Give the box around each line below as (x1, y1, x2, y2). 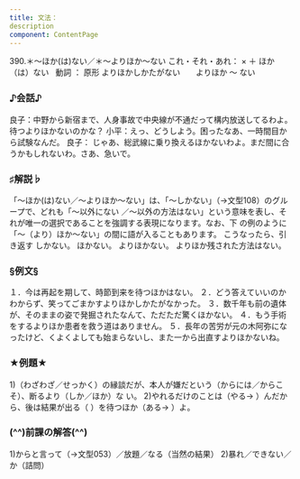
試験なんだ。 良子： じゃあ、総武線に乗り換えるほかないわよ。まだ (16, 136, 267, 147)
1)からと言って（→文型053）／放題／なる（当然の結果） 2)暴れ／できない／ (9, 448, 292, 459)
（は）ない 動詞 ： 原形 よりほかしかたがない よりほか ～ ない (9, 67, 256, 78)
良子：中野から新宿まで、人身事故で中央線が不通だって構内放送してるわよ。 (9, 114, 293, 124)
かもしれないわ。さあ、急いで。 (16, 148, 136, 159)
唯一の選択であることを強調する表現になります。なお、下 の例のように (24, 217, 287, 228)
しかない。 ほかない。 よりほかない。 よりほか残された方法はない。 (34, 240, 286, 251)
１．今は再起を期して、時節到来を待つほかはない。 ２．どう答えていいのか (9, 287, 286, 298)
